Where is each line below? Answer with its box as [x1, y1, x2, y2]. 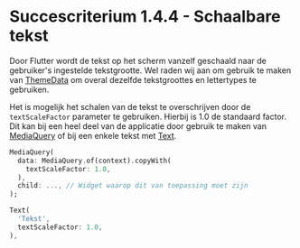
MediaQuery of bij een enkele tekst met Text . [9, 130, 177, 141]
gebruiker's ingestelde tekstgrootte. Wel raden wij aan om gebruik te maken [9, 65, 292, 76]
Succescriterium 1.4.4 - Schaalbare [9, 6, 282, 27]
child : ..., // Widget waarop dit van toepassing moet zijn [17, 181, 248, 190]
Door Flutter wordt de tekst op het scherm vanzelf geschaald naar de [9, 55, 267, 66]
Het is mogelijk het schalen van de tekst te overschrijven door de [9, 101, 251, 112]
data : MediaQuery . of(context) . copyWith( [17, 156, 172, 165]
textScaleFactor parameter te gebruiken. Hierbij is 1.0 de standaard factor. [9, 111, 287, 122]
